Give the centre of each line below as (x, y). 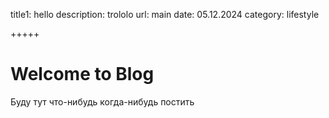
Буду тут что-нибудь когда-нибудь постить (102, 101)
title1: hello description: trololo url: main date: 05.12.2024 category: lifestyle (165, 14)
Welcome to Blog (82, 74)
